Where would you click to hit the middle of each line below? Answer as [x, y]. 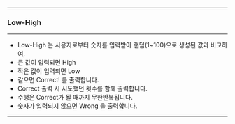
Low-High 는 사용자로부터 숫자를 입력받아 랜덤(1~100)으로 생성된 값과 [113, 45]
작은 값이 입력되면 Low [49, 71]
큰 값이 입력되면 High [47, 63]
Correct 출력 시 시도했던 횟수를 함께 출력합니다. [83, 88]
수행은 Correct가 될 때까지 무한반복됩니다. [75, 98]
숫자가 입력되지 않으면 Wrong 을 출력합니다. [77, 106]
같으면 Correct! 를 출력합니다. [58, 80]
